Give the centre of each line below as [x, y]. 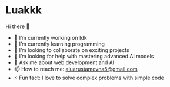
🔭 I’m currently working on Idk [50, 37]
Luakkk [24, 10]
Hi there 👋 [18, 26]
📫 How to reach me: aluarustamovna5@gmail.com [76, 69]
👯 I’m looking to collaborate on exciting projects [72, 50]
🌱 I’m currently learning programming [59, 44]
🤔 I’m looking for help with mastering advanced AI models [84, 56]
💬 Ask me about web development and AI [64, 62]
